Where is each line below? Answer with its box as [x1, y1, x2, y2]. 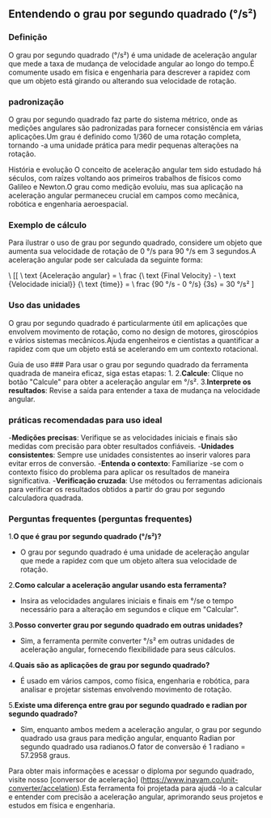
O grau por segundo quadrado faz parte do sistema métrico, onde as [8, 114, 239, 124]
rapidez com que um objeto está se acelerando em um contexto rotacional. [8, 344, 259, 353]
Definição [8, 32, 48, 43]
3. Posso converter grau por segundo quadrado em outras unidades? [8, 620, 243, 630]
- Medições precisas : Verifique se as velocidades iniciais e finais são [8, 432, 238, 442]
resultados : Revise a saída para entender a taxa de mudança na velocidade [8, 385, 260, 395]
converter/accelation [8, 783, 78, 794]
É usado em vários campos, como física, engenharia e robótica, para [19, 676, 250, 686]
